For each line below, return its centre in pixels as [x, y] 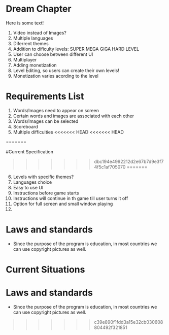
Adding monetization [35, 65]
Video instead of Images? [40, 32]
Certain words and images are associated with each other [73, 116]
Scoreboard [25, 126]
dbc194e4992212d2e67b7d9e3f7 [129, 161]
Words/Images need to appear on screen [56, 110]
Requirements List [45, 96]
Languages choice [32, 182]
